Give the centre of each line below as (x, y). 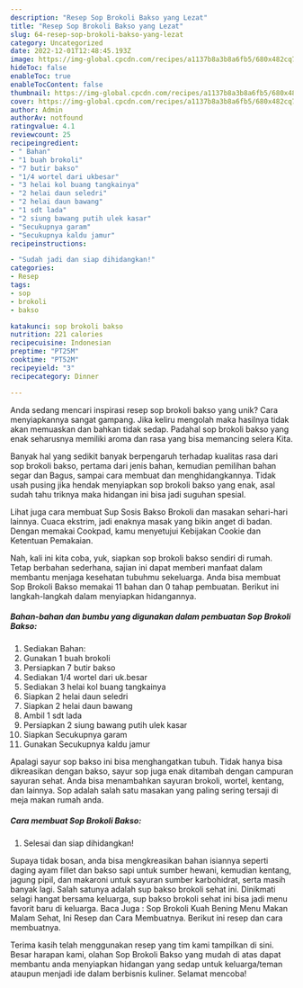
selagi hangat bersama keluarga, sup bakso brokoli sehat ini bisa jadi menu (149, 899)
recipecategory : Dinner (55, 376)
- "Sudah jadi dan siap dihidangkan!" (83, 260)
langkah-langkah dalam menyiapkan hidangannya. (103, 596)
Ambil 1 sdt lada (53, 715)
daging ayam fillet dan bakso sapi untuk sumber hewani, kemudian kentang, (151, 870)
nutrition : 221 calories (57, 335)
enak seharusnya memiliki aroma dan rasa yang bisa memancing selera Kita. (151, 438)
